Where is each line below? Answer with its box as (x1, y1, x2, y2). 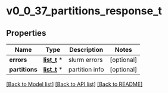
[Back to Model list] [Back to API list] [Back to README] (6, 80, 143, 88)
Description (69, 46, 103, 54)
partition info (68, 66, 104, 73)
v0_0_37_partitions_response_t (6, 4, 162, 18)
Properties (6, 28, 46, 38)
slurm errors (68, 55, 103, 64)
